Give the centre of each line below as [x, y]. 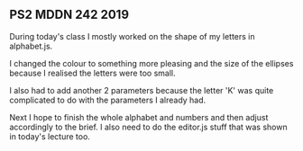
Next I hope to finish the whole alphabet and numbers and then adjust [139, 117]
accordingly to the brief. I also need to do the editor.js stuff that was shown [148, 127]
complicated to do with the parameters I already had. [108, 100]
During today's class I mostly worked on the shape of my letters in [132, 36]
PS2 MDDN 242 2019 [69, 15]
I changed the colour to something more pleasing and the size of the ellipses [151, 63]
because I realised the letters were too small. [92, 73]
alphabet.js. [31, 46]
